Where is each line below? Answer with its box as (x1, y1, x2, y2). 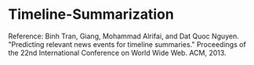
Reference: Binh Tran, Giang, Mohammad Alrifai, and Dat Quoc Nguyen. (8, 31, 239, 41)
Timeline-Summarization (8, 5, 174, 23)
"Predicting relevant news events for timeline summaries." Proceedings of (8, 39, 247, 49)
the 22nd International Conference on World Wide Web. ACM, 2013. (8, 48, 227, 57)
